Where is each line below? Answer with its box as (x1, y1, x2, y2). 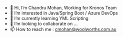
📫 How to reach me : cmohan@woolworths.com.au (9, 26, 116, 32)
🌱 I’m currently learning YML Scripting (9, 15, 88, 21)
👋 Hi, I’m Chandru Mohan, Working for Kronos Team (9, 5, 117, 10)
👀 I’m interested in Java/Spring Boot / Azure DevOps (9, 10, 118, 16)
